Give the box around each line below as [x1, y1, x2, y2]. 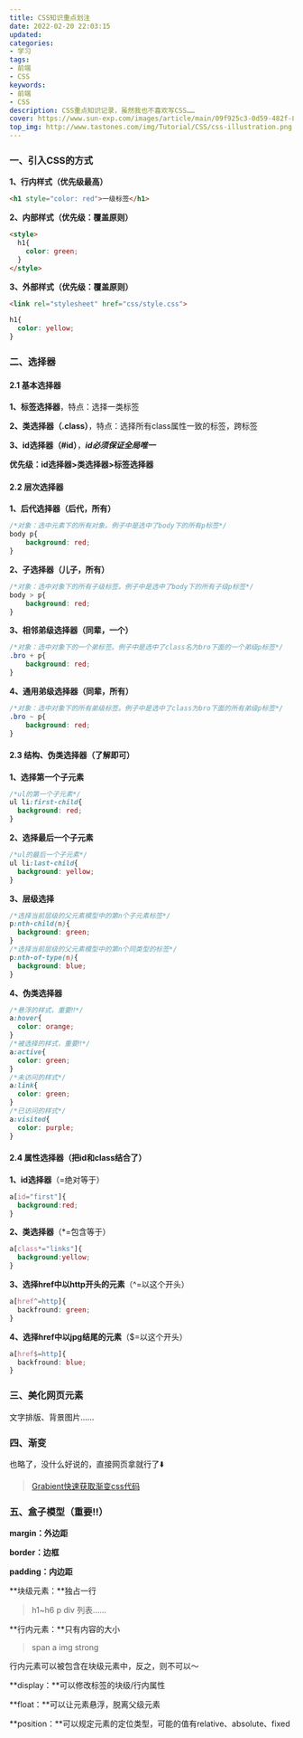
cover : [9, 114, 34, 123]
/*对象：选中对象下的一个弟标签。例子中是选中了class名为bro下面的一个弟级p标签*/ [9, 643, 284, 652]
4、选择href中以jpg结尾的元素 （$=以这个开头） [9, 1331, 188, 1342]
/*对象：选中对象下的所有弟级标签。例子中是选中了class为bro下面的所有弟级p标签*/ [9, 703, 284, 713]
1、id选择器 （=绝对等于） [9, 1173, 105, 1185]
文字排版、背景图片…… [9, 1411, 95, 1422]
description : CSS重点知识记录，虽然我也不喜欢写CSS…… [9, 106, 196, 115]
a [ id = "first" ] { [9, 1192, 67, 1201]
